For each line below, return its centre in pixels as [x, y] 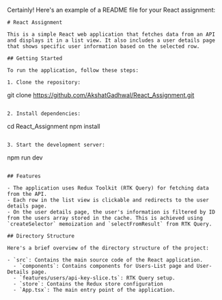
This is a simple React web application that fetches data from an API [111, 34]
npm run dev [25, 158]
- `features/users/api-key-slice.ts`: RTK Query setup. [94, 278]
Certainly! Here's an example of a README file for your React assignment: [111, 10]
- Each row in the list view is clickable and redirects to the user [108, 200]
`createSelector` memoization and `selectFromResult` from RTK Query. [110, 224]
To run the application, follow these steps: [73, 71]
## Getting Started [35, 58]
